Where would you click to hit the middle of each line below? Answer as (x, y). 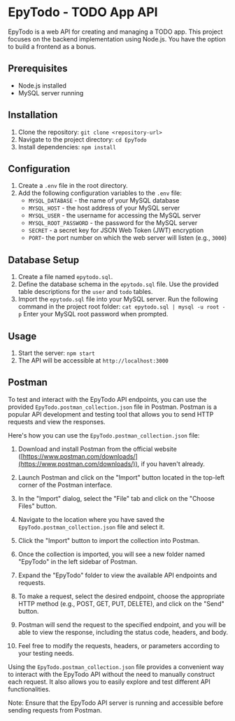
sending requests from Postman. (55, 710)
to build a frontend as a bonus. (52, 46)
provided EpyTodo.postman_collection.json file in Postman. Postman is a (113, 407)
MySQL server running (51, 93)
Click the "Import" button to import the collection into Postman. (109, 540)
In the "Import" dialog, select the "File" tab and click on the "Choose (116, 498)
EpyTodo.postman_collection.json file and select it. (91, 527)
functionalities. (29, 689)
